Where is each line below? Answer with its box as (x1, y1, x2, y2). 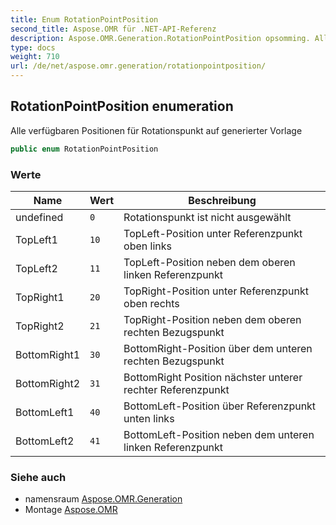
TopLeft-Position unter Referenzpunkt (123, 226, 303, 240)
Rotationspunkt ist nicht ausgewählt (123, 210, 292, 224)
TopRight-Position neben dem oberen (123, 312, 302, 326)
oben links (123, 239, 172, 253)
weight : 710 (10, 52, 60, 62)
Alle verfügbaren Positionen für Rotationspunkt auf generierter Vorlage (10, 124, 303, 136)
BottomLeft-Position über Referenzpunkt (123, 399, 317, 413)
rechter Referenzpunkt (123, 382, 230, 396)
